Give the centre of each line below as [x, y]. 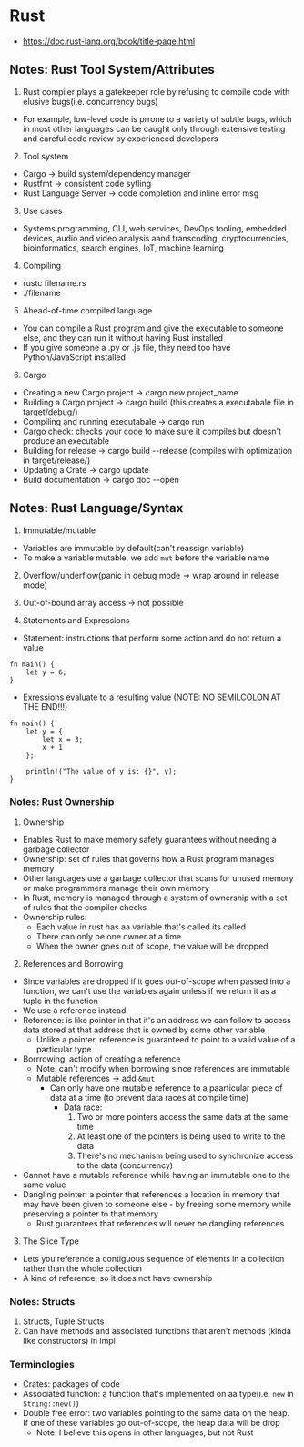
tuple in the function [60, 1001]
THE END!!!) [45, 706]
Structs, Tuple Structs [63, 1321]
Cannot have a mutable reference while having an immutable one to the [157, 1175]
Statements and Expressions [76, 620]
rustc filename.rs [54, 282]
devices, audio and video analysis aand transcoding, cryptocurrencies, [155, 238]
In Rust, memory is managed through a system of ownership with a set [155, 898]
